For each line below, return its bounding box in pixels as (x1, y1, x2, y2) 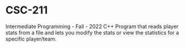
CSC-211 (5, 4, 48, 17)
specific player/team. (5, 35, 57, 42)
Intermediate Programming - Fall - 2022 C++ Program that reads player (5, 23, 179, 30)
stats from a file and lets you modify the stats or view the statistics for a (5, 29, 179, 36)
